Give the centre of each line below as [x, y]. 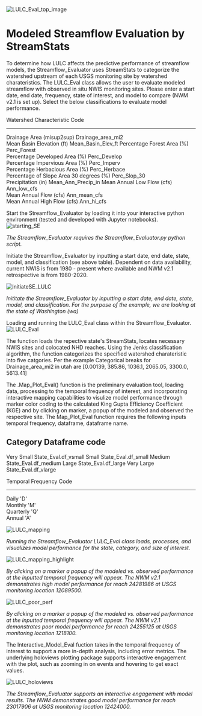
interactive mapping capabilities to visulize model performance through [94, 397]
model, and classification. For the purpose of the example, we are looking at [101, 304]
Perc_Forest [21, 150]
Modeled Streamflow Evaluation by [96, 34]
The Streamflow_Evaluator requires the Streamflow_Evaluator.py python [96, 237]
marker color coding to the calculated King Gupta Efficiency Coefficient [95, 404]
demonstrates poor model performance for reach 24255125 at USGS [92, 626]
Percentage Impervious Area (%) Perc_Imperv [63, 162]
